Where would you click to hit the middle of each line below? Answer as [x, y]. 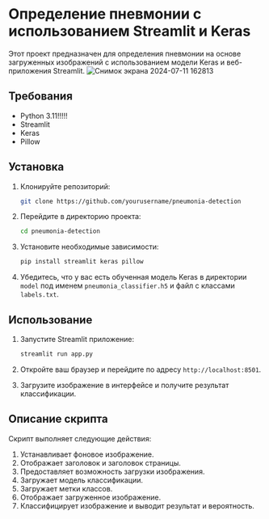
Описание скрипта [58, 419]
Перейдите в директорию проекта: [80, 217]
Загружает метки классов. [66, 488]
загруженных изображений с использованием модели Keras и [117, 62]
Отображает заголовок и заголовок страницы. [101, 462]
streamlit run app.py [56, 354]
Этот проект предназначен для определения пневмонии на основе [125, 53]
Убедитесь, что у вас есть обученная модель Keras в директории [133, 277]
